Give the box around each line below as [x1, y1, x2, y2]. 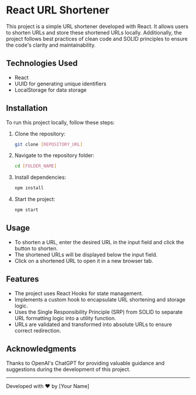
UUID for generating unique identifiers [14, 80, 107, 87]
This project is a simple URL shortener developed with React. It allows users [6, 23, 188, 30]
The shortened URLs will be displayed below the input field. [14, 251, 157, 258]
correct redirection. [14, 327, 61, 334]
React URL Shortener [6, 4, 110, 17]
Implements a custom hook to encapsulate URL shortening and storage [14, 296, 185, 303]
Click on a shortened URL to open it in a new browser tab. [14, 257, 153, 264]
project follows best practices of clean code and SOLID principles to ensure [6, 35, 188, 42]
